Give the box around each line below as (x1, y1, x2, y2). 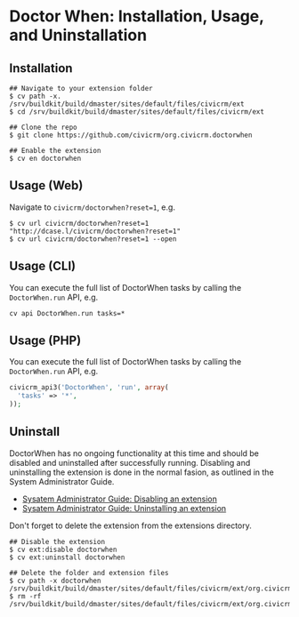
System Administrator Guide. (9, 476, 115, 486)
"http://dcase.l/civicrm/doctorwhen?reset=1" (9, 227, 181, 236)
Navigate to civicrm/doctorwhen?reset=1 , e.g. (9, 202, 176, 212)
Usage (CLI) (9, 259, 77, 274)
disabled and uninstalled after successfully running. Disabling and (9, 457, 251, 468)
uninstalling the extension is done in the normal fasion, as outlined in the (9, 467, 274, 477)
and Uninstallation (9, 25, 148, 45)
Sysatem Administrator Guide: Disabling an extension (21, 493, 218, 504)
